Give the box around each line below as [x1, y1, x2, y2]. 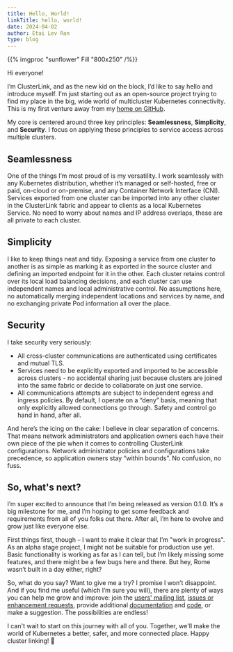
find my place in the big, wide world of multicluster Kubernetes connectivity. [7, 97, 226, 105]
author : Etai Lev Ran [7, 29, 70, 37]
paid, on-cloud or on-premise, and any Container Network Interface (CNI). [7, 186, 220, 195]
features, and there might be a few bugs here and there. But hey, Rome [7, 558, 211, 566]
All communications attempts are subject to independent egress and [17, 388, 214, 397]
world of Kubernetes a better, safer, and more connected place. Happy [7, 629, 210, 638]
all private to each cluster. [7, 215, 81, 224]
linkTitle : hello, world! [7, 17, 82, 24]
